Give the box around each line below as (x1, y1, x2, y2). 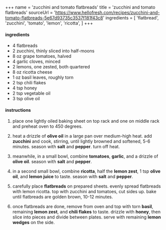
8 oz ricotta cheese (12, 69, 52, 75)
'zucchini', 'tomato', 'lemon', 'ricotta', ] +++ (5, 20, 93, 26)
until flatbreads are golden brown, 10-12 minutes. (12, 194, 113, 200)
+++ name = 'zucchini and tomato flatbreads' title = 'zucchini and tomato (5, 4, 156, 10)
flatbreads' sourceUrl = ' (5, 9, 56, 15)
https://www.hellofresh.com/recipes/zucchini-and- (55, 9, 160, 15)
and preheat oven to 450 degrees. (12, 123, 83, 129)
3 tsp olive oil (12, 96, 40, 102)
